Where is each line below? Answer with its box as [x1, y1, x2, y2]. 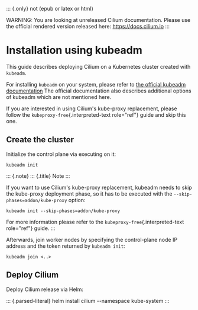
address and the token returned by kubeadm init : [6, 242, 125, 250]
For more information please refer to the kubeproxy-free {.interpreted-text [6, 218, 184, 225]
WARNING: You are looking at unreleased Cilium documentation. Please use [6, 17, 191, 23]
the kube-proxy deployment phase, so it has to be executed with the [6, 190, 173, 197]
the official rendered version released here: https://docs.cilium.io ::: [6, 23, 170, 30]
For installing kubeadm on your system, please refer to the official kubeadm [6, 81, 186, 88]
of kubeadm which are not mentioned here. [6, 93, 112, 100]
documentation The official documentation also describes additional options [6, 87, 191, 94]
